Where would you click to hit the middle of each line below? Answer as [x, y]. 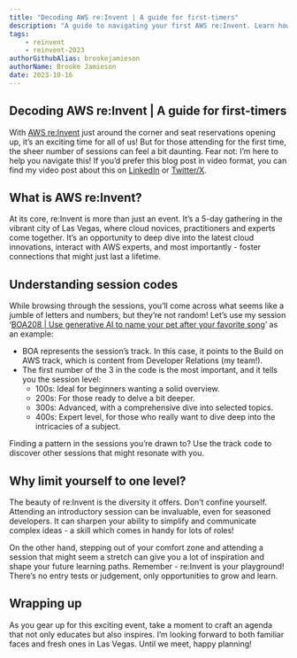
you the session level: [61, 379]
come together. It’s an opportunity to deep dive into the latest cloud [132, 238]
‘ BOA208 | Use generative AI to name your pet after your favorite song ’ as [144, 325]
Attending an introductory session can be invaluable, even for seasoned [140, 511]
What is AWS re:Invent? [76, 197]
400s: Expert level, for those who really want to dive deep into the [155, 417]
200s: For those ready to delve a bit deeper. [115, 399]
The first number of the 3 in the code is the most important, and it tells [150, 370]
